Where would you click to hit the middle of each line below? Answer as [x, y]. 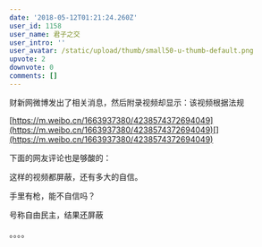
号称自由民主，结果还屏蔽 [56, 215]
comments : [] [34, 76]
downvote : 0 [31, 68]
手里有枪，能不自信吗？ [52, 196]
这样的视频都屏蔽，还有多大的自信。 [76, 176]
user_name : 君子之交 [45, 34]
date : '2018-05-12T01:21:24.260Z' [74, 17]
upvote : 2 [28, 59]
